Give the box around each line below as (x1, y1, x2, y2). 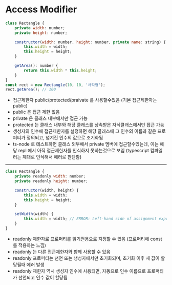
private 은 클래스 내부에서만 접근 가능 (12, 115, 88, 121)
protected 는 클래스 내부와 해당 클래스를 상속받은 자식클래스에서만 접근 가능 (12, 122, 165, 128)
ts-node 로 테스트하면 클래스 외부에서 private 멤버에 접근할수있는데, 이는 (12, 141, 159, 147)
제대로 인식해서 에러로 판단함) (22, 154, 82, 160)
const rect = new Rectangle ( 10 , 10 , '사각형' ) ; (5, 82, 106, 87)
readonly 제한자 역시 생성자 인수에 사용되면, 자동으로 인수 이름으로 (12, 268, 146, 274)
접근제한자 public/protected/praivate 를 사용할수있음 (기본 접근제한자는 (12, 97, 157, 103)
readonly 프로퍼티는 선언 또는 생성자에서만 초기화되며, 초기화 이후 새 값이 (12, 255, 160, 261)
